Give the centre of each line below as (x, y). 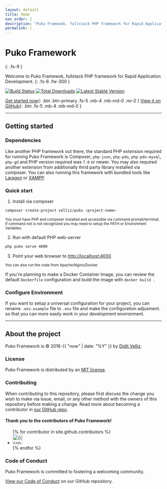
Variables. (14, 228)
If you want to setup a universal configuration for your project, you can (78, 303)
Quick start (19, 190)
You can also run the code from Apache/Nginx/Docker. (52, 265)
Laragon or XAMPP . (25, 177)
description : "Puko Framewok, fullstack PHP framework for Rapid (74, 24)
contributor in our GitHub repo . (37, 409)
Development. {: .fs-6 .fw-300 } (38, 81)
